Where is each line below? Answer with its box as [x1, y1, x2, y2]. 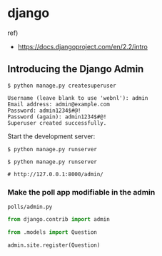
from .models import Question [7, 228, 98, 236]
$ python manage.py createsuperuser [7, 82, 116, 89]
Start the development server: [7, 132, 96, 140]
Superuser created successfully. [7, 119, 107, 126]
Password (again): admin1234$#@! [7, 113, 107, 121]
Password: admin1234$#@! [7, 107, 81, 114]
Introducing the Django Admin [7, 63, 144, 76]
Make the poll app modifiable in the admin [7, 187, 156, 197]
